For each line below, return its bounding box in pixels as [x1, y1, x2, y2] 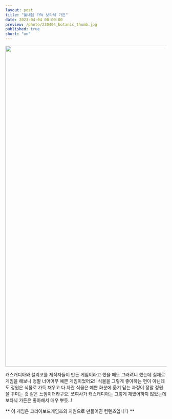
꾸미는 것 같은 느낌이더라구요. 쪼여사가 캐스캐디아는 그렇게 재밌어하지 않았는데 [10, 391, 167, 397]
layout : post [5, 7, 33, 13]
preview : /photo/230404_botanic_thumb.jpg [5, 22, 97, 27]
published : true [5, 27, 40, 32]
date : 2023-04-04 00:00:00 [5, 17, 63, 22]
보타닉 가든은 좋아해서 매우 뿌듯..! [5, 397, 73, 403]
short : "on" [5, 31, 31, 36]
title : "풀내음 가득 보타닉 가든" [5, 12, 68, 17]
